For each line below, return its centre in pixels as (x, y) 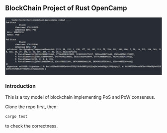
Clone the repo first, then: (32, 107)
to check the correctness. (32, 126)
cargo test (16, 116)
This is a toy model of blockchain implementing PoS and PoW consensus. (80, 97)
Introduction (20, 86)
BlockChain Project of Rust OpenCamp (66, 8)
